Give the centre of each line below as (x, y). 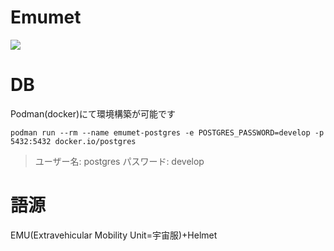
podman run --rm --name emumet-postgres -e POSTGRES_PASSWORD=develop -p (167, 132)
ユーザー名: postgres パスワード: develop (119, 161)
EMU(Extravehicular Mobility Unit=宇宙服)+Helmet (114, 235)
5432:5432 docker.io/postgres (73, 141)
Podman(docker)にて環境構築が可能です (93, 113)
